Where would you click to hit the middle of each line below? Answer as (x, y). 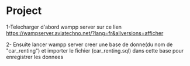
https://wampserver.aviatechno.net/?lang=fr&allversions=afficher (85, 33)
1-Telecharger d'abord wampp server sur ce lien (64, 27)
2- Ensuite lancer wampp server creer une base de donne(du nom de (89, 44)
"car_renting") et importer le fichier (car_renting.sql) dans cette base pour (95, 50)
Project (24, 11)
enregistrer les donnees (35, 57)
